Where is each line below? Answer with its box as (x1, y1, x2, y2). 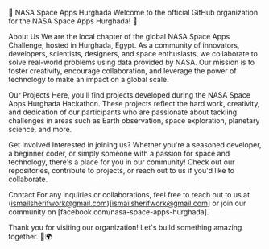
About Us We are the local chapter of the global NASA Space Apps (8, 32, 230, 41)
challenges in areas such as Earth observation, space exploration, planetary (8, 116, 260, 125)
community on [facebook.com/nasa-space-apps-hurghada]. (8, 207, 209, 217)
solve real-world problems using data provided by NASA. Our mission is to (8, 57, 255, 67)
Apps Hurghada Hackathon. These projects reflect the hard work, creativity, (8, 99, 260, 108)
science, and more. (8, 125, 72, 134)
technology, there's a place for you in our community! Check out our (8, 157, 235, 167)
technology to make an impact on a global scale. (8, 75, 169, 84)
